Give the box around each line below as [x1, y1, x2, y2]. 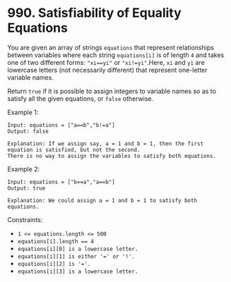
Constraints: [7, 215, 43, 223]
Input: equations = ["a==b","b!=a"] [7, 121, 115, 128]
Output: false [7, 128, 49, 135]
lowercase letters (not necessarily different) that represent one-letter [7, 66, 208, 74]
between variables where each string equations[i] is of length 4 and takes [7, 51, 225, 59]
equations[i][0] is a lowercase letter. [17, 245, 138, 252]
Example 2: [7, 164, 40, 173]
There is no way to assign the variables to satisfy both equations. [7, 152, 217, 159]
